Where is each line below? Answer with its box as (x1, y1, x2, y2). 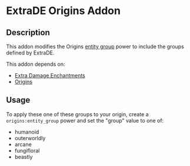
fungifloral (14, 147, 40, 154)
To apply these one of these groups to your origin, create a (6, 110, 149, 118)
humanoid (14, 128, 39, 135)
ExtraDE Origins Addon (6, 4, 121, 18)
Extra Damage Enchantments (14, 72, 85, 79)
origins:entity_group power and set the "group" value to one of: (6, 117, 164, 124)
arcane (14, 141, 32, 148)
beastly (14, 153, 33, 160)
